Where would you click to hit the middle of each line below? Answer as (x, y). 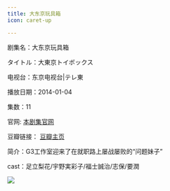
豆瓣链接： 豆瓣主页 (36, 136)
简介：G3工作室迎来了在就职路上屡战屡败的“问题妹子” (85, 151)
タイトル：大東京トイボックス (50, 62)
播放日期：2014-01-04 (40, 92)
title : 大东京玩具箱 (34, 14)
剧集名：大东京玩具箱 (38, 47)
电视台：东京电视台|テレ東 (45, 77)
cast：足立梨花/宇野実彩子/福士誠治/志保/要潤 (73, 166)
